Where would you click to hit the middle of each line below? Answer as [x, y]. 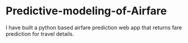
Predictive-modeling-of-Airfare [86, 11]
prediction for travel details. [40, 33]
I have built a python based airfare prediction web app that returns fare [94, 27]
